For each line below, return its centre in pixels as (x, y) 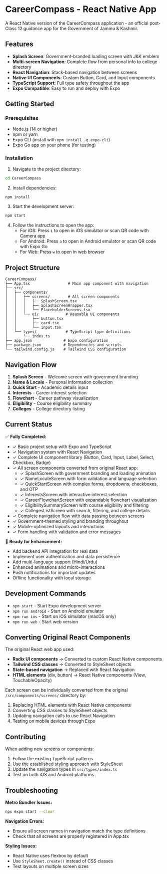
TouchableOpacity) (32, 681)
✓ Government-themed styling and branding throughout (70, 521)
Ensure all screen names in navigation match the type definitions (79, 831)
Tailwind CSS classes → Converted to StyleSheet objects (72, 665)
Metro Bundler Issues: (29, 802)
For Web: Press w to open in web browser (62, 252)
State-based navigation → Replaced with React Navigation (73, 670)
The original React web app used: (40, 649)
